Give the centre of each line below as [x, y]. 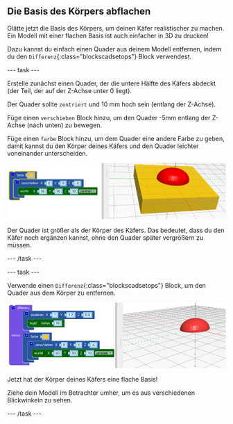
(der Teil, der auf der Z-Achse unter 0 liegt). [69, 90]
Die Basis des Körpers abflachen [79, 11]
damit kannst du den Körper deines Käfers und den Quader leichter [103, 146]
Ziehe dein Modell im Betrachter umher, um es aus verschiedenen [101, 393]
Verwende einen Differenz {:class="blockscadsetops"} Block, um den [107, 285]
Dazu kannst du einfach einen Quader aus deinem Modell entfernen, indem [114, 49]
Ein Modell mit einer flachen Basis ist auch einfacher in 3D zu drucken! [108, 35]
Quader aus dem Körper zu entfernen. [61, 293]
